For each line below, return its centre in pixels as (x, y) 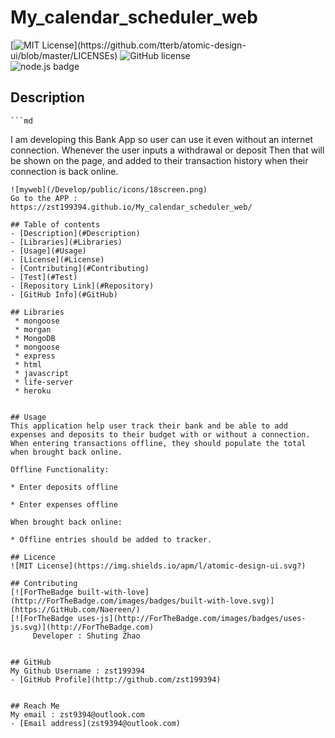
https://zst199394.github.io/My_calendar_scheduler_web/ (131, 207)
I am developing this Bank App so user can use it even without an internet (161, 139)
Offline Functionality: (60, 469)
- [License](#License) (57, 259)
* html (28, 364)
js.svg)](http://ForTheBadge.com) (82, 627)
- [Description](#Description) (75, 233)
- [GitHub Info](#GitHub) (64, 294)
